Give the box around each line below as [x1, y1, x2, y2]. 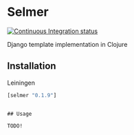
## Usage [7, 110, 32, 117]
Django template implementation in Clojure [7, 40, 128, 48]
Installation [7, 60, 56, 72]
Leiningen [7, 79, 36, 87]
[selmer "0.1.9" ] [7, 92, 57, 98]
